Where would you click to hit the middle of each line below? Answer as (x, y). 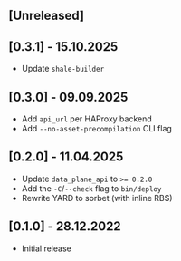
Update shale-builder (63, 69)
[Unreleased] (47, 16)
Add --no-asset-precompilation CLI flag (97, 129)
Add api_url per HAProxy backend (87, 119)
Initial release (46, 248)
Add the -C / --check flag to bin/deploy (91, 188)
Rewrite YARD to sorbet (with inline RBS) (97, 198)
